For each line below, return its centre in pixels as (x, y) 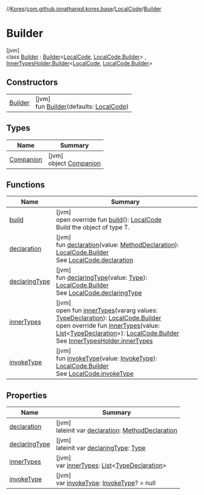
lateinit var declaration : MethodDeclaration (117, 430)
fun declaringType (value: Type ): (102, 278)
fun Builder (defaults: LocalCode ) (82, 106)
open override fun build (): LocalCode (109, 220)
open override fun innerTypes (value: (108, 326)
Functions (26, 184)
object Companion (75, 163)
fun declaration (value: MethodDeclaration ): (117, 245)
